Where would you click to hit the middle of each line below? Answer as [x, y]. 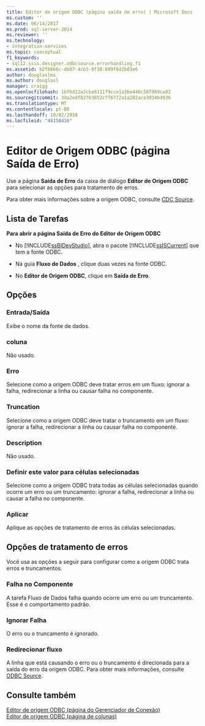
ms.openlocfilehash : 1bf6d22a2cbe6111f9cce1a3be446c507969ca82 [89, 92]
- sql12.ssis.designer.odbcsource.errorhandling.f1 [73, 63]
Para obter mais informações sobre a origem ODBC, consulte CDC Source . [100, 200]
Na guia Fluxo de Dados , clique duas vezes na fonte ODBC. [91, 264]
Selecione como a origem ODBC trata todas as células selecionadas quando [102, 485]
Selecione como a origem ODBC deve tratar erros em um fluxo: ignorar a [98, 384]
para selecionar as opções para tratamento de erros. [73, 187]
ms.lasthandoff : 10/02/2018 [42, 115]
